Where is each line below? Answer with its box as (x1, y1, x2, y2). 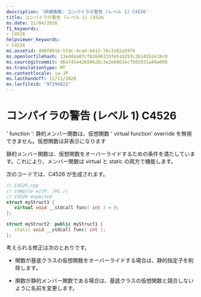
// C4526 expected (6, 193, 52, 200)
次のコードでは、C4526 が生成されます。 (6, 170, 109, 178)
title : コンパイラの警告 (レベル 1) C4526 (6, 14, 104, 20)
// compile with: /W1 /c (6, 188, 68, 194)
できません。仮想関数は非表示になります (6, 137, 106, 145)
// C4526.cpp (6, 182, 39, 188)
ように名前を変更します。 (14, 284, 78, 292)
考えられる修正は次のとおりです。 (6, 244, 90, 251)
